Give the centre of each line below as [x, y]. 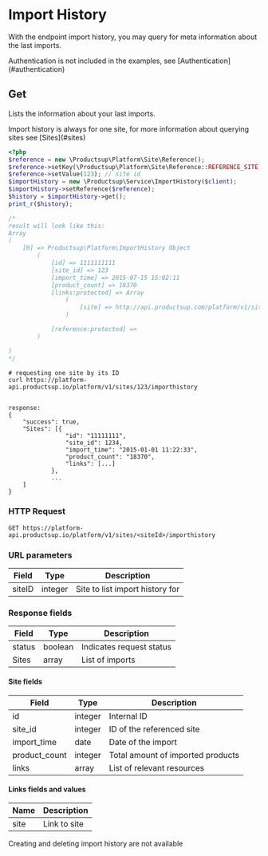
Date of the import [143, 742]
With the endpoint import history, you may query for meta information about [133, 37]
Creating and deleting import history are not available [96, 843]
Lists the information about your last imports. [82, 113]
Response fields [40, 613]
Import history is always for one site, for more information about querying [129, 128]
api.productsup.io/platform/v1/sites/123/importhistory [103, 387]
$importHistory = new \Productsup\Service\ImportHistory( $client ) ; [123, 182]
